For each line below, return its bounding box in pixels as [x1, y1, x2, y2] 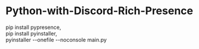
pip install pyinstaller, [5, 30, 57, 37]
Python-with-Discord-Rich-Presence [5, 4, 194, 18]
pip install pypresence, [5, 24, 61, 31]
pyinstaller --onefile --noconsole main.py [5, 36, 107, 43]
